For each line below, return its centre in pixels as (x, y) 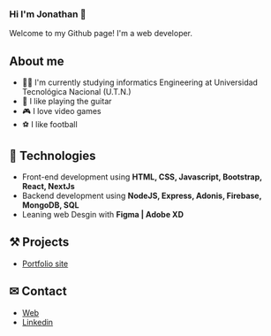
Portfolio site (45, 263)
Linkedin (38, 322)
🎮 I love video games (61, 111)
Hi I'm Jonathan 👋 (48, 14)
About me (37, 61)
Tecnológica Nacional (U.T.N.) (76, 92)
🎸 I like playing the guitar (67, 102)
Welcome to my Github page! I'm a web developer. (101, 34)
